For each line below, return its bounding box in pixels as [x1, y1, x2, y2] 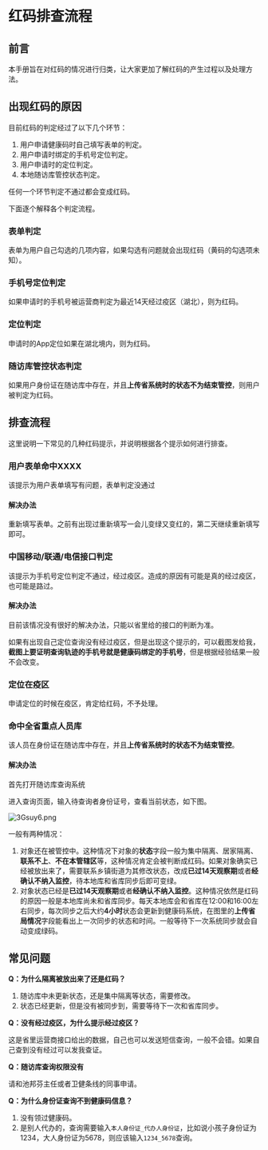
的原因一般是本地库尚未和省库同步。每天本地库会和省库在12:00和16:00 [19, 896, 252, 905]
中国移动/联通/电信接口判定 [8, 551, 113, 562]
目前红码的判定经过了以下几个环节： [8, 122, 128, 132]
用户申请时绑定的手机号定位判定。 [19, 150, 132, 159]
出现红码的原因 [8, 100, 82, 114]
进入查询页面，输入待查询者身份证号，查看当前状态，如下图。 [8, 797, 211, 806]
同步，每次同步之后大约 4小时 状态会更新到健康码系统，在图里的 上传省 [26, 905, 256, 916]
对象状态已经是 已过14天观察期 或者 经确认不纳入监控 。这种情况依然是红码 [19, 885, 259, 896]
